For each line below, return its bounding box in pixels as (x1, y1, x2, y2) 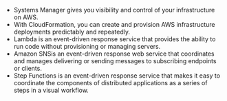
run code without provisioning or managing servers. (13, 43, 161, 50)
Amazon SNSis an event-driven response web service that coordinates (13, 49, 215, 58)
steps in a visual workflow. (13, 86, 89, 94)
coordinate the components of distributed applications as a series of (13, 79, 208, 87)
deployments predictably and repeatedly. (13, 27, 131, 36)
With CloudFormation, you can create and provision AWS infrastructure (13, 21, 215, 28)
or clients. (13, 65, 43, 72)
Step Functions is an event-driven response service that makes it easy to (13, 71, 221, 80)
